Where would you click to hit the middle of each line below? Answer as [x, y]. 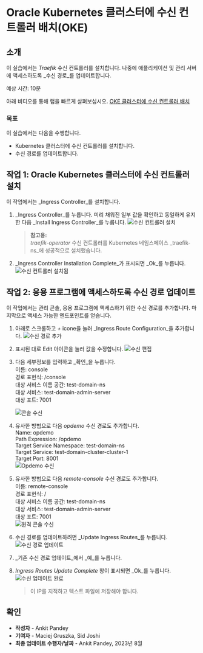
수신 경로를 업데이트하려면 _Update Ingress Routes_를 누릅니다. [91, 537]
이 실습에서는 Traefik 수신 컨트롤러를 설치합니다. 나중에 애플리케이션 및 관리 [96, 68]
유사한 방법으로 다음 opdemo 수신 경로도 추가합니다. [77, 425]
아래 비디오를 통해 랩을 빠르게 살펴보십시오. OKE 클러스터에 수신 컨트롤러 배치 [98, 101]
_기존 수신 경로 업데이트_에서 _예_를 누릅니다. [68, 557]
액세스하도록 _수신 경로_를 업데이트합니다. [62, 75]
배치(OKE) [63, 28]
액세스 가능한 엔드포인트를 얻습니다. [69, 315]
